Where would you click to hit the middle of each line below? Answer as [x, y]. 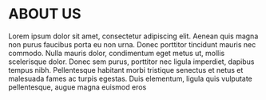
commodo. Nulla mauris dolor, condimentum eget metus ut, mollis [117, 53]
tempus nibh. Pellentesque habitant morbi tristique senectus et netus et [126, 70]
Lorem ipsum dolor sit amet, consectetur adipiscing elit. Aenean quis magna [133, 36]
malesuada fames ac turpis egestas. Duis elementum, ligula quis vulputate [131, 78]
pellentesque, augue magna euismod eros [77, 87]
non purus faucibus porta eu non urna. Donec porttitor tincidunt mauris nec [132, 44]
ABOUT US [45, 14]
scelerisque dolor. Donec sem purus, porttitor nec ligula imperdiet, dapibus [131, 62]
